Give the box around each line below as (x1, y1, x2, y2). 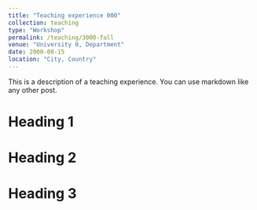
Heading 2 (8, 149, 77, 167)
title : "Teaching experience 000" (8, 11, 122, 20)
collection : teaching (8, 19, 79, 27)
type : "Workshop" (8, 26, 65, 34)
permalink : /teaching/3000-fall (8, 33, 114, 42)
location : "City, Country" (8, 56, 97, 64)
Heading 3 (8, 185, 77, 203)
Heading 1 (8, 113, 75, 131)
